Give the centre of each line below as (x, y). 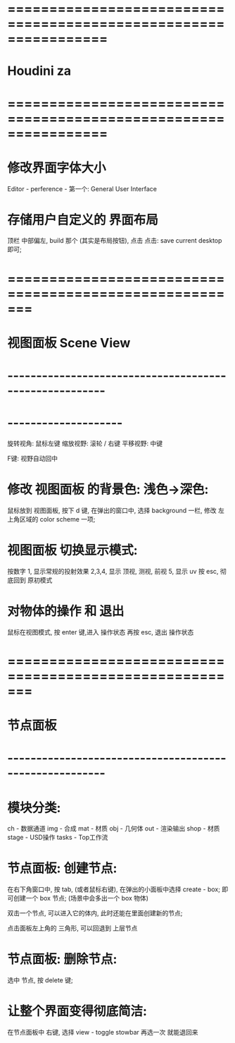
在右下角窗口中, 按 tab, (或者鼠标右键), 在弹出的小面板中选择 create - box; (114, 889)
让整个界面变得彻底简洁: (77, 1012)
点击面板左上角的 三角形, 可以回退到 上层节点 (72, 928)
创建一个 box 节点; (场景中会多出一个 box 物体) (81, 898)
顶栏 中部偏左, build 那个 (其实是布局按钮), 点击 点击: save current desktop (115, 241)
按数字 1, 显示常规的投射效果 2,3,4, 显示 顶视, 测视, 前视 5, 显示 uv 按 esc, (113, 571)
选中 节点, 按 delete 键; (40, 980)
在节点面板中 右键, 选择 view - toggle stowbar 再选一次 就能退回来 (103, 1032)
